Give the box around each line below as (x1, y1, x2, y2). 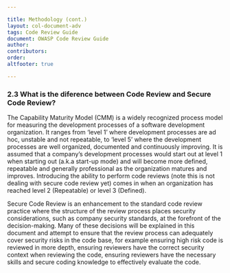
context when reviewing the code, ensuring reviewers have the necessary (7, 251, 216, 259)
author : (7, 42, 30, 49)
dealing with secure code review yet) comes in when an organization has (7, 179, 214, 187)
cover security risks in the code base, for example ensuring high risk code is (7, 236, 224, 244)
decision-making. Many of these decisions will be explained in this (7, 222, 195, 230)
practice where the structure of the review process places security (7, 207, 196, 215)
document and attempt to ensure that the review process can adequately (7, 229, 214, 237)
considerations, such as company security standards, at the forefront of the (7, 214, 221, 223)
